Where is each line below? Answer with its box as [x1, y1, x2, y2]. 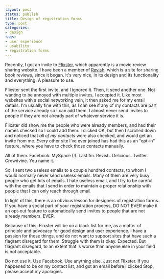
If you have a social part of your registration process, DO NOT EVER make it [5, 203, 158, 209]
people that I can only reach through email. [5, 188, 92, 194]
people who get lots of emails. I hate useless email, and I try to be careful [5, 177, 153, 184]
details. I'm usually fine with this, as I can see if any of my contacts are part [5, 102, 157, 108]
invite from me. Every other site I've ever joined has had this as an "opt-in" [5, 138, 155, 143]
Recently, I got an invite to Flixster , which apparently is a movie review [5, 62, 146, 68]
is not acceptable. [5, 248, 42, 255]
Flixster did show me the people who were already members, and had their [5, 122, 156, 128]
